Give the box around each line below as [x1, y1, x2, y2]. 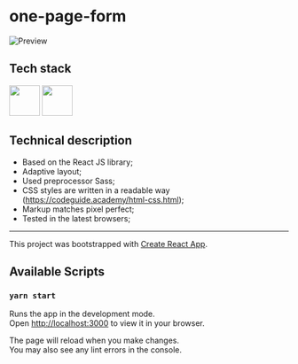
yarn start [9, 290, 56, 300]
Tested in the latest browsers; [21, 213, 131, 223]
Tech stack [9, 61, 72, 76]
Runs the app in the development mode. [9, 308, 155, 320]
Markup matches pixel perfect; [21, 204, 135, 214]
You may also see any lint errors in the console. [9, 345, 182, 355]
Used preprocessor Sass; [21, 175, 115, 186]
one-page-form [9, 6, 127, 27]
